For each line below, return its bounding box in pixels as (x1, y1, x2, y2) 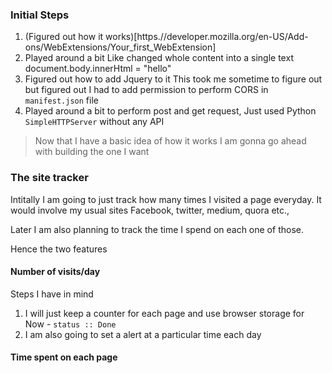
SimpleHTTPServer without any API (24, 116, 165, 128)
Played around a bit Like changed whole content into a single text (24, 52, 294, 64)
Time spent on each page (10, 351, 118, 363)
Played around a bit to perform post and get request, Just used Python (24, 105, 317, 117)
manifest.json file (24, 94, 99, 107)
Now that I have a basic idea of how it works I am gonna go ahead (34, 135, 307, 147)
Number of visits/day (10, 266, 101, 278)
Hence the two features (10, 243, 108, 255)
